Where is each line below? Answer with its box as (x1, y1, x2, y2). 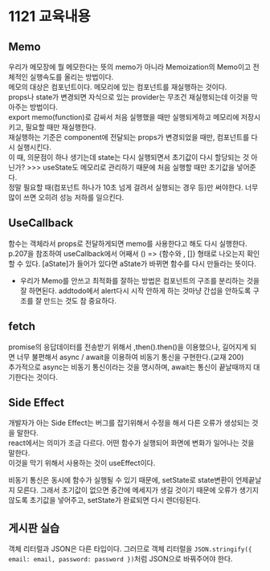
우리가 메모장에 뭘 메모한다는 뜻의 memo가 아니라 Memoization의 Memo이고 (8, 62, 252, 71)
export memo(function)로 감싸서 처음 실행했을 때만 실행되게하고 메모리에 (8, 112, 239, 121)
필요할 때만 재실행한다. (25, 122, 96, 132)
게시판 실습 (8, 521, 60, 535)
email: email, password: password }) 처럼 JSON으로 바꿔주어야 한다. (8, 554, 233, 564)
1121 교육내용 (8, 7, 91, 26)
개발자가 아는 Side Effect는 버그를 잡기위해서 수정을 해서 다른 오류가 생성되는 (8, 418, 251, 428)
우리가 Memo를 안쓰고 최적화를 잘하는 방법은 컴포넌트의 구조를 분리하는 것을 (19, 275, 260, 285)
